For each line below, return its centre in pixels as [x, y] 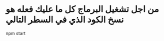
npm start [16, 33]
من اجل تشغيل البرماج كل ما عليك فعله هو [82, 9]
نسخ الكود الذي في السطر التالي [65, 20]
